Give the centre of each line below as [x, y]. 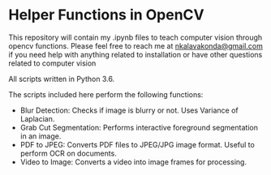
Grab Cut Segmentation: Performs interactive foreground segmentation [139, 127]
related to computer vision [52, 63]
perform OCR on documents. [69, 153]
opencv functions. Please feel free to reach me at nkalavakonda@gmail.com [136, 45]
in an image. [41, 136]
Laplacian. [37, 118]
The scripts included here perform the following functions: [106, 94]
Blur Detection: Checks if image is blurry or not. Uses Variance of [129, 110]
